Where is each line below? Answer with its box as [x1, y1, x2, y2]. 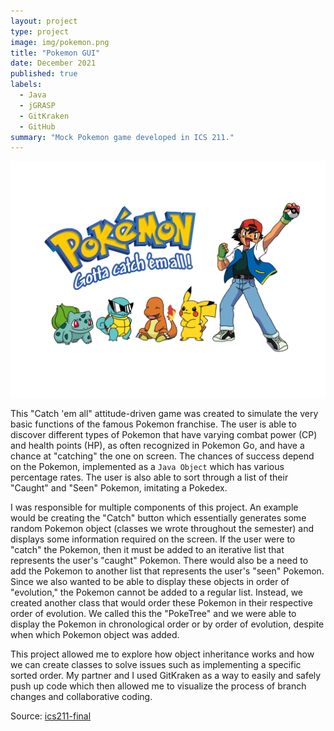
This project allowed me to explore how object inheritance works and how [10, 648, 315, 660]
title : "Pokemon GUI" [10, 48, 101, 58]
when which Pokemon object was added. [10, 629, 180, 641]
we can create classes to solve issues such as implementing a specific [10, 659, 302, 671]
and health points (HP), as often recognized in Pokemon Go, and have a [10, 440, 305, 452]
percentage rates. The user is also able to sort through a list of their [10, 471, 289, 484]
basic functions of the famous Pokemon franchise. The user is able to [10, 418, 297, 430]
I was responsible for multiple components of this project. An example [10, 501, 299, 514]
